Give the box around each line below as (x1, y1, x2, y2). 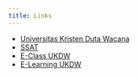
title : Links (8, 11, 52, 20)
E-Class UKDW (19, 51, 71, 60)
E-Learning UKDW (19, 59, 82, 69)
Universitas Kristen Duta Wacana (19, 34, 130, 43)
